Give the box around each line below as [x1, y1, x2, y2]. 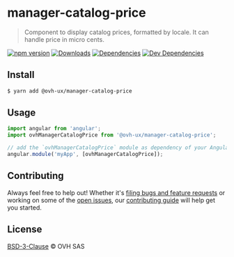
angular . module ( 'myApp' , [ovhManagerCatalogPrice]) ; [7, 151, 164, 158]
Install [7, 69, 35, 81]
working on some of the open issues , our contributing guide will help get [7, 196, 216, 204]
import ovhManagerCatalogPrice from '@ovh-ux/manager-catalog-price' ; [7, 132, 217, 139]
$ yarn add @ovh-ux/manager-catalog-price [7, 87, 132, 95]
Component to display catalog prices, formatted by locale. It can [24, 28, 209, 36]
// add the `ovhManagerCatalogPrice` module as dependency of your [7, 144, 208, 151]
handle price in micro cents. [24, 35, 104, 43]
